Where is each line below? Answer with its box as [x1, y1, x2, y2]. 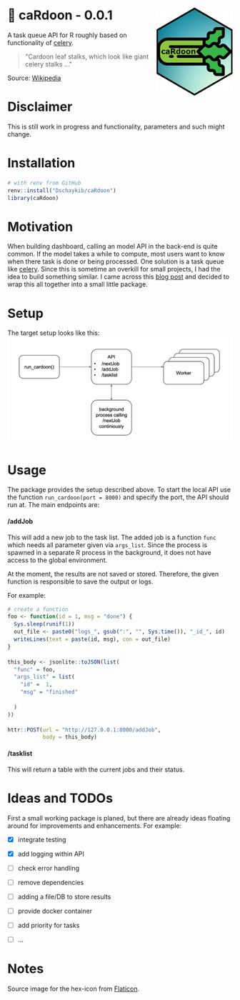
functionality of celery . [7, 38, 74, 46]
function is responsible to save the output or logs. [7, 577, 154, 586]
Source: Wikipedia [7, 74, 61, 82]
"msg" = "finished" [20, 689, 79, 696]
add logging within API [17, 849, 84, 858]
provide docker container [17, 906, 93, 915]
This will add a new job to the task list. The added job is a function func [7, 533, 216, 541]
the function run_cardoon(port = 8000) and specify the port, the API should [7, 493, 229, 501]
